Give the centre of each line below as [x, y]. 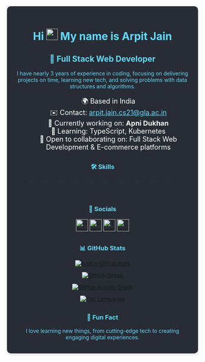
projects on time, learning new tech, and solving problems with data [102, 80]
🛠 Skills [102, 167]
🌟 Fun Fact [102, 318]
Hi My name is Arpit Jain [102, 37]
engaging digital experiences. [102, 337]
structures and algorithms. [102, 86]
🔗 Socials [102, 209]
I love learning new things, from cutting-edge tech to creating [102, 330]
